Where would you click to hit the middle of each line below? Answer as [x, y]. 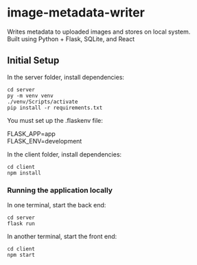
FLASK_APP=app [32, 134]
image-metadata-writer [76, 13]
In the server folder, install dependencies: [66, 77]
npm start [21, 255]
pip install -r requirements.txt [55, 108]
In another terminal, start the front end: [62, 237]
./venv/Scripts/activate [43, 102]
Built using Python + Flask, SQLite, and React [71, 38]
